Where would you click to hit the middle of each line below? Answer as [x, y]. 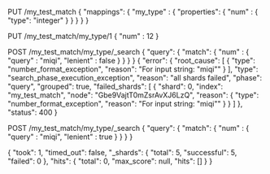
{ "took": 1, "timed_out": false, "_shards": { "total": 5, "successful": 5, [122, 152]
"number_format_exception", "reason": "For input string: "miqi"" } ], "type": [133, 69]
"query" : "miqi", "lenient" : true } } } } [70, 137]
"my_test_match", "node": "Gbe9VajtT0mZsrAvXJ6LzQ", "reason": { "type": [133, 95]
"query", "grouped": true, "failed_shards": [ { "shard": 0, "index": [115, 86]
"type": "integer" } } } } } [48, 20]
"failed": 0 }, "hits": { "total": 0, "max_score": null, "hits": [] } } [110, 161]
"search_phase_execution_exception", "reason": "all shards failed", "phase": [135, 78]
